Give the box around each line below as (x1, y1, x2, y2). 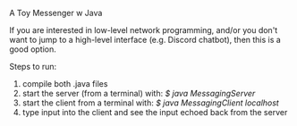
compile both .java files (21, 79, 108, 88)
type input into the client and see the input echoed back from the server (21, 107, 288, 117)
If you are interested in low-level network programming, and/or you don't (9, 25, 278, 35)
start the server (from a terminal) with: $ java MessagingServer (21, 88, 256, 98)
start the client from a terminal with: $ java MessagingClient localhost (21, 97, 279, 108)
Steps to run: (9, 62, 57, 71)
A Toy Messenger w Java (9, 8, 103, 18)
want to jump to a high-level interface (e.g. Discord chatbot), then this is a (9, 35, 282, 45)
